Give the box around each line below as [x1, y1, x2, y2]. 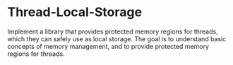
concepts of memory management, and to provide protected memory [7, 42, 210, 50]
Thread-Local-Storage [7, 4, 143, 20]
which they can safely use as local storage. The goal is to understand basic [7, 34, 227, 43]
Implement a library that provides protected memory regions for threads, [7, 27, 218, 36]
